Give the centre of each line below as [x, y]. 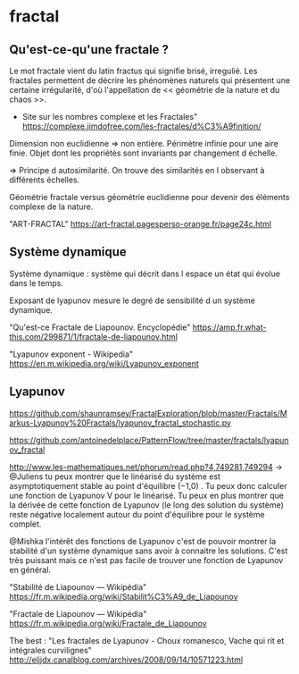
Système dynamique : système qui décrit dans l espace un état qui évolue [145, 274]
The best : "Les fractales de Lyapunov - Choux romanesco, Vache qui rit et [147, 640]
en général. [30, 569]
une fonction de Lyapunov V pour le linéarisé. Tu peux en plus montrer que [146, 495]
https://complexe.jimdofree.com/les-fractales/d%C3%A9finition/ [141, 126]
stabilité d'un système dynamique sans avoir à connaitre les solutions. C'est [149, 551]
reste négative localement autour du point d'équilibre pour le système [137, 514]
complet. [25, 524]
